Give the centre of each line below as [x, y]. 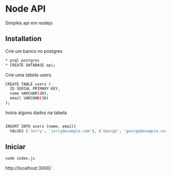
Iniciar [16, 147]
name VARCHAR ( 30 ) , [30, 94]
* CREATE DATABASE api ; [31, 65]
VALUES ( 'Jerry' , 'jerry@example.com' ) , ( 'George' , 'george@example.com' [90, 131]
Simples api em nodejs [29, 23]
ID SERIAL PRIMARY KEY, [35, 89]
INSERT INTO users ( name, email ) [41, 126]
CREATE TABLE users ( [28, 84]
